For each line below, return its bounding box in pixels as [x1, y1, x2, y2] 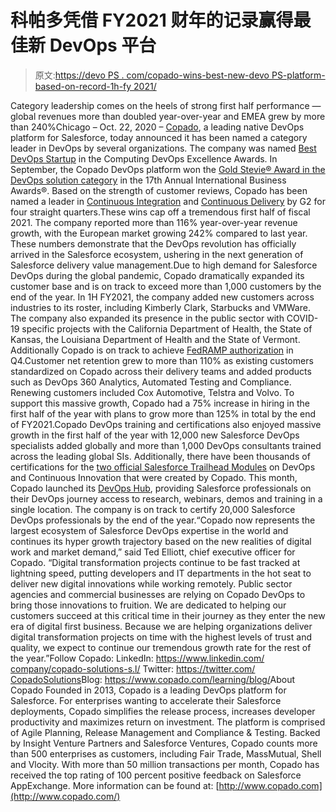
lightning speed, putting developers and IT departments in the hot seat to [10, 567, 312, 579]
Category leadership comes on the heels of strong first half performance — [10, 99, 322, 111]
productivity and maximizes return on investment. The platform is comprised [10, 716, 326, 728]
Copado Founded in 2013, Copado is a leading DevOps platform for [10, 684, 287, 696]
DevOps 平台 [49, 34, 157, 57]
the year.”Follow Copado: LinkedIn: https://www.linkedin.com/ [10, 652, 265, 664]
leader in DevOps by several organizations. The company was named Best [10, 142, 317, 154]
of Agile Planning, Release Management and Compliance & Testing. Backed [10, 726, 321, 738]
